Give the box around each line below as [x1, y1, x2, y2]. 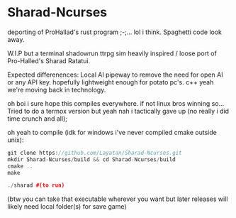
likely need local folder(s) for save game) [7, 202, 127, 211]
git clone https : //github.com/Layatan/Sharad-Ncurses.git [7, 149, 182, 156]
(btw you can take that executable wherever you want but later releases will [7, 195, 228, 203]
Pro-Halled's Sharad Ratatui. [7, 56, 91, 65]
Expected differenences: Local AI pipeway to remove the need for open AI [7, 70, 223, 79]
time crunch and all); [7, 114, 67, 123]
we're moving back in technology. [7, 85, 106, 94]
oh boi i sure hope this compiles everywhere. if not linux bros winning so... [7, 99, 225, 107]
